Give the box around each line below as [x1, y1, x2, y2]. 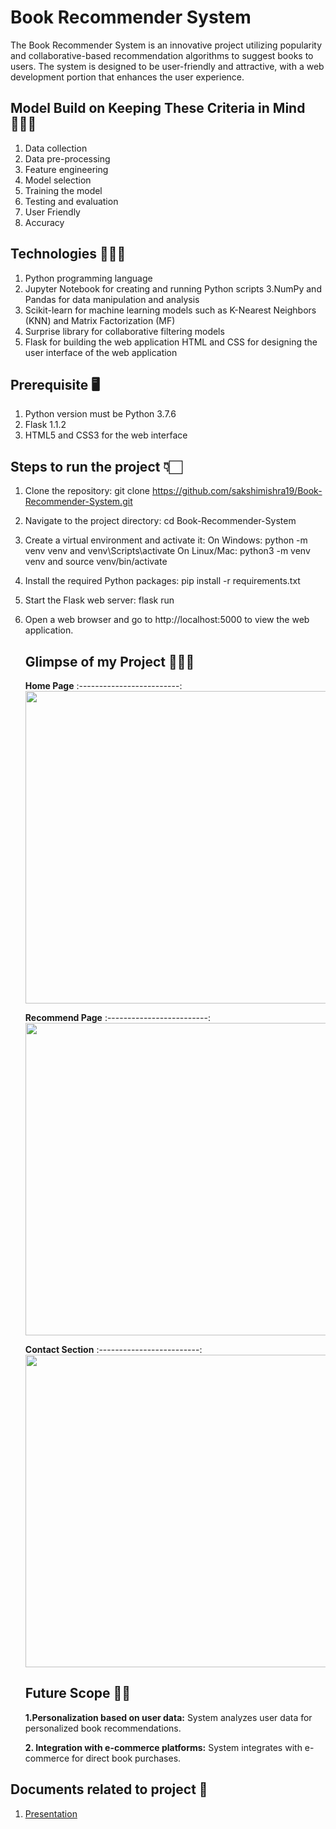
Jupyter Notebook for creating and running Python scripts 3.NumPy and [24, 282, 322, 295]
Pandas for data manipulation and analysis [24, 293, 200, 305]
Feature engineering [24, 163, 109, 175]
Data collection [24, 142, 88, 154]
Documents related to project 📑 [10, 1781, 208, 1798]
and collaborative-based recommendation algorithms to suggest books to [10, 49, 314, 61]
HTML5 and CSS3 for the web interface [24, 429, 188, 441]
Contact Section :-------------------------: [24, 1344, 203, 1355]
